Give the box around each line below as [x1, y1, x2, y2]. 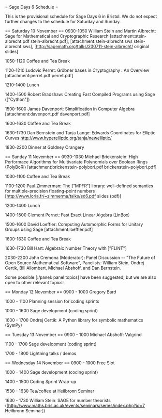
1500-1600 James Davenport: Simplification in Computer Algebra [5, 106, 135, 112]
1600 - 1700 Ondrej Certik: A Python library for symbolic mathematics [5, 317, 144, 323]
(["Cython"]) [5, 96, 30, 102]
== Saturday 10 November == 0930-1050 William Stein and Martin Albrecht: [5, 28, 156, 33]
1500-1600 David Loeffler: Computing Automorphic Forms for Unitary [5, 222, 143, 227]
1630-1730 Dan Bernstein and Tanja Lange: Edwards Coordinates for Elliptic [5, 130, 156, 135]
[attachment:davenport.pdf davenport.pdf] [5, 111, 90, 117]
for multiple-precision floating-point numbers [5, 188, 95, 193]
